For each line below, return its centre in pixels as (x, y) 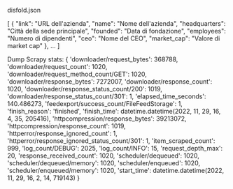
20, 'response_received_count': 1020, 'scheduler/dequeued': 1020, (103, 156)
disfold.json (24, 10)
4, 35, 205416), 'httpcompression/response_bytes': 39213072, (97, 119)
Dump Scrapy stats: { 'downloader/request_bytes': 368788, (93, 59)
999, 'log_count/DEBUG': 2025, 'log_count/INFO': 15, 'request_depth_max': (115, 148)
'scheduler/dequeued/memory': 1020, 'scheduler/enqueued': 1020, (104, 163)
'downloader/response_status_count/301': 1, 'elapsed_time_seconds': (107, 96)
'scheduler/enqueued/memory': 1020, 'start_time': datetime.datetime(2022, (116, 171)
